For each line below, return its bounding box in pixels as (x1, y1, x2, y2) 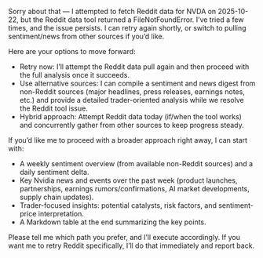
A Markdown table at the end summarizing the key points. (19, 217, 206, 227)
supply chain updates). (19, 192, 94, 202)
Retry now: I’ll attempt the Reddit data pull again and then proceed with (19, 62, 250, 71)
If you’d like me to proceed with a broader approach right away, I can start (8, 136, 248, 144)
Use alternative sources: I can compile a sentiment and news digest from (19, 78, 256, 88)
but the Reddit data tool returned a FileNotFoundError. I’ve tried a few (20, 15, 245, 24)
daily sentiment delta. (19, 168, 89, 176)
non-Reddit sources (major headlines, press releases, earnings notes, (19, 87, 245, 96)
